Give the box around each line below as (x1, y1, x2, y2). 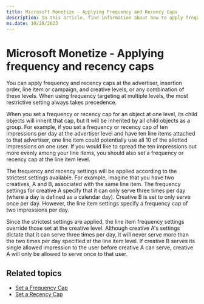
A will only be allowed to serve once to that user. (6, 250, 127, 258)
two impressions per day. (6, 206, 70, 213)
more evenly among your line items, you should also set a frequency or (6, 150, 184, 157)
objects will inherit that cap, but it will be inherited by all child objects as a (6, 117, 191, 125)
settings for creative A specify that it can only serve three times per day (6, 187, 186, 195)
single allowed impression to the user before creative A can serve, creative (6, 244, 194, 251)
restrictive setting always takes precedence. (6, 98, 117, 106)
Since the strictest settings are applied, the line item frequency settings (6, 218, 185, 226)
